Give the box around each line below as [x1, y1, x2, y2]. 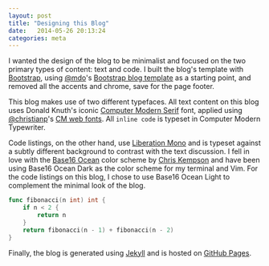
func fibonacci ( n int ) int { [8, 196, 106, 204]
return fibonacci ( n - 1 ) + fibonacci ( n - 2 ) [22, 226, 174, 234]
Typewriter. [8, 123, 46, 132]
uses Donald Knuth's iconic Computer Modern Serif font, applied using [8, 106, 243, 115]
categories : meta [8, 34, 67, 42]
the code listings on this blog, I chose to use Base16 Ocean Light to [8, 172, 230, 182]
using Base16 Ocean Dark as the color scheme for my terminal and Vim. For [8, 163, 259, 173]
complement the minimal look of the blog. [8, 181, 146, 191]
